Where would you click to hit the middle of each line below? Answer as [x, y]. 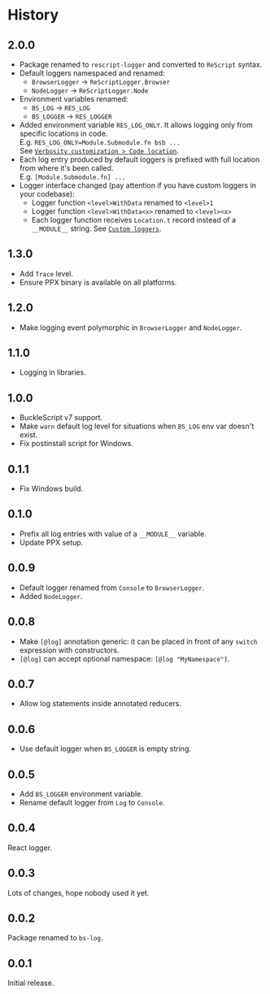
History [33, 15]
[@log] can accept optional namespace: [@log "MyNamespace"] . [124, 658]
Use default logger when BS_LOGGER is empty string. [105, 749]
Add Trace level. [46, 273]
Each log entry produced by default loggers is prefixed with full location [139, 159]
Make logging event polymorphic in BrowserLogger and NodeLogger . [131, 328]
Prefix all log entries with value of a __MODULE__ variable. [113, 533]
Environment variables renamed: [74, 99]
